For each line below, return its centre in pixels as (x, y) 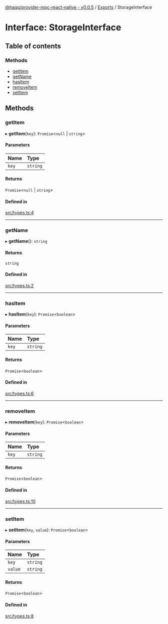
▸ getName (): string (26, 241)
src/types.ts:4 (19, 213)
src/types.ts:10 (20, 501)
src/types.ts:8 (19, 616)
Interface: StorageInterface (63, 28)
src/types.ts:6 (19, 393)
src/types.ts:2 (19, 285)
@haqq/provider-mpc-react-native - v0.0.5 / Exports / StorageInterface (79, 7)
